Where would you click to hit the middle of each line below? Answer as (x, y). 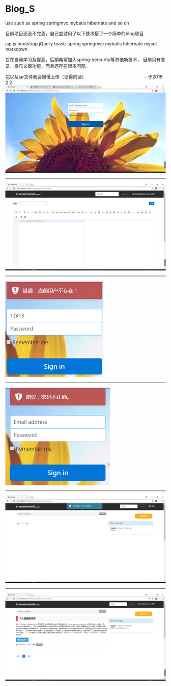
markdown (17, 49)
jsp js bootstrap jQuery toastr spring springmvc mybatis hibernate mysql (81, 43)
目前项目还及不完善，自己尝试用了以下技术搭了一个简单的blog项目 (75, 33)
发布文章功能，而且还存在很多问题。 (52, 66)
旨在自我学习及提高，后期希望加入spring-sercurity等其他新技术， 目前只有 (83, 60)
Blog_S (20, 9)
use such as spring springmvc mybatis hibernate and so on (67, 23)
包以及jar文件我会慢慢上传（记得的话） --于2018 (84, 76)
